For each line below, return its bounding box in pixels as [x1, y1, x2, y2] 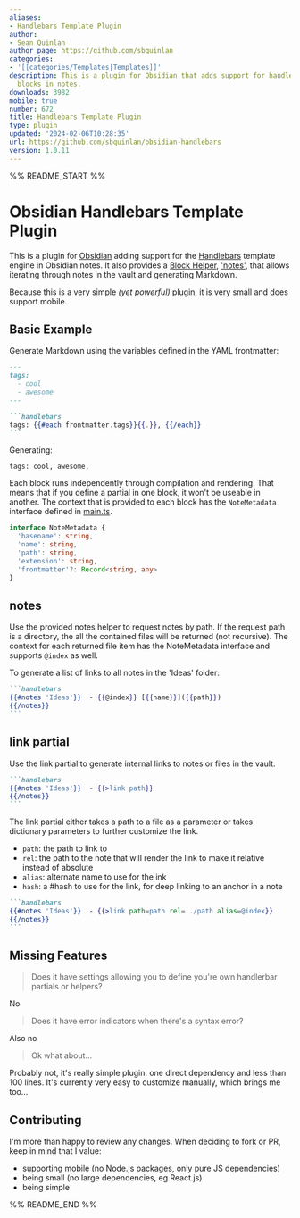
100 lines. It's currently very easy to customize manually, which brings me [9, 1077, 281, 1088]
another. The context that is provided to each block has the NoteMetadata [9, 496, 277, 507]
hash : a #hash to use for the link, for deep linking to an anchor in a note [21, 881, 283, 892]
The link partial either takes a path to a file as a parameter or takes [9, 816, 254, 827]
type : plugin [9, 121, 58, 130]
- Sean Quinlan [9, 38, 66, 47]
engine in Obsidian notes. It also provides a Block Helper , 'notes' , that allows [9, 260, 290, 271]
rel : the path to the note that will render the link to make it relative [21, 853, 265, 863]
